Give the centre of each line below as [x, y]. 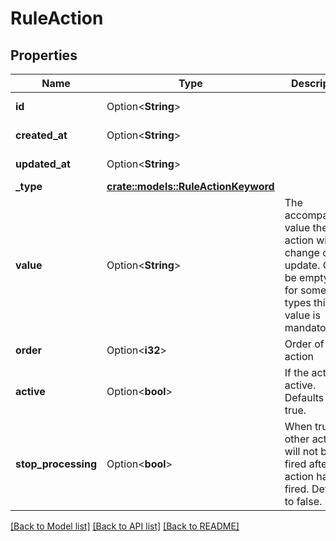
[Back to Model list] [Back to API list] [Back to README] [125, 526]
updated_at [43, 164]
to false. [303, 501]
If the [297, 372]
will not [301, 451]
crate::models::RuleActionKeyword [190, 186]
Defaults [304, 397]
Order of [304, 344]
